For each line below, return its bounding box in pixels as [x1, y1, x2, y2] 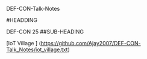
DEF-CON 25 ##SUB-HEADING [6, 28, 84, 35]
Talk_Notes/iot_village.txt [6, 46, 68, 53]
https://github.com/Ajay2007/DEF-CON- [40, 40, 141, 46]
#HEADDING [6, 17, 38, 23]
